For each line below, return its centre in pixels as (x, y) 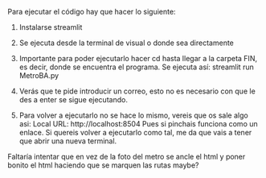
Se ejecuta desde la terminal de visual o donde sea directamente (127, 43)
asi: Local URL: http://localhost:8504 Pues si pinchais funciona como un (138, 124)
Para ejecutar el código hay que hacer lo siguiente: (92, 12)
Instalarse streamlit (51, 27)
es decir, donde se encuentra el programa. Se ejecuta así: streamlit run (136, 67)
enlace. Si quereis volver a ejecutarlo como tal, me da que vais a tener (135, 132)
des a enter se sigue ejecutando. (73, 99)
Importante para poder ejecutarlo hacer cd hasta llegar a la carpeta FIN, (138, 58)
